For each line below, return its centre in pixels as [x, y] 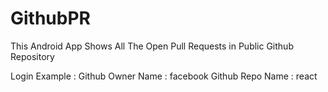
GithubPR [50, 18]
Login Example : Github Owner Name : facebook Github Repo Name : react [164, 76]
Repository [32, 56]
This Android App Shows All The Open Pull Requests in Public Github [152, 46]
